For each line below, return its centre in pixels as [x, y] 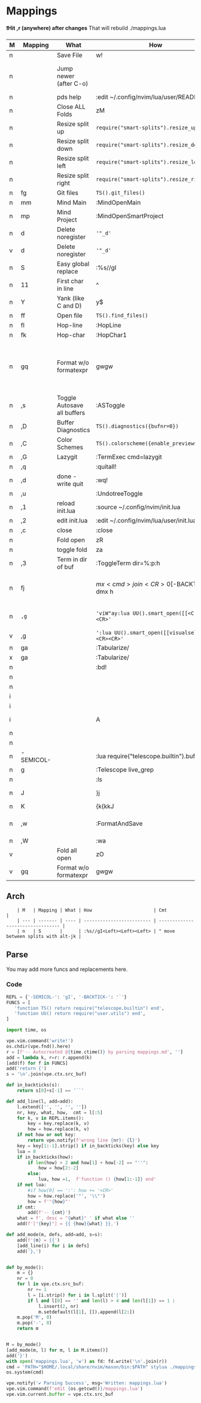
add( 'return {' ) [26, 1069]
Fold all [67, 850]
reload [66, 503]
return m [28, 1329]
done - [67, 476]
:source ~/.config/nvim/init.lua [138, 507]
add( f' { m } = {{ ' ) [39, 1240]
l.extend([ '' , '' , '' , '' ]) [52, 1107]
